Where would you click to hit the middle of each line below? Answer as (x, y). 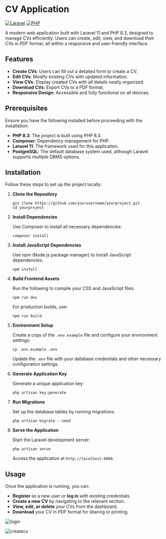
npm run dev (25, 298)
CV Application (37, 9)
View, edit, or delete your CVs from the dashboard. (65, 506)
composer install (30, 236)
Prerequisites (26, 108)
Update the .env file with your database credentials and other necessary (87, 359)
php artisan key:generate (39, 393)
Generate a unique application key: (48, 384)
